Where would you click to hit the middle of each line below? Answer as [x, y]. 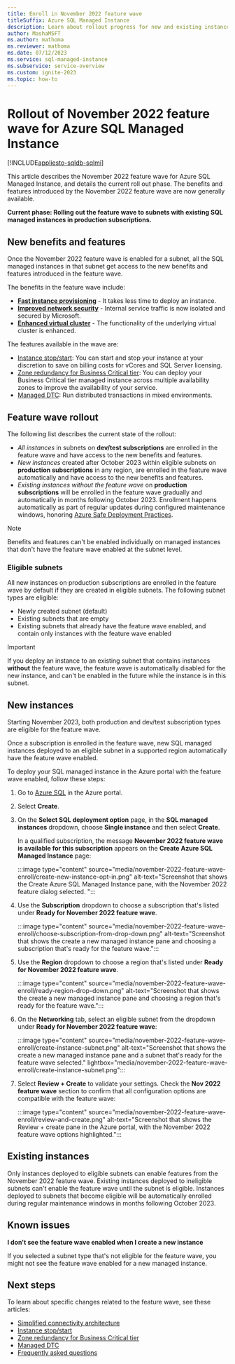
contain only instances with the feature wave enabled [94, 634]
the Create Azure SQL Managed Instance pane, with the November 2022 [122, 884]
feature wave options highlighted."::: [70, 1135]
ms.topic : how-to [33, 79]
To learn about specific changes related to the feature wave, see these [109, 1302]
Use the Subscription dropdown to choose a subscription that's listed [118, 905]
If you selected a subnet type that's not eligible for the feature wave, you [112, 1255]
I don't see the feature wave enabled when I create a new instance [105, 1242]
